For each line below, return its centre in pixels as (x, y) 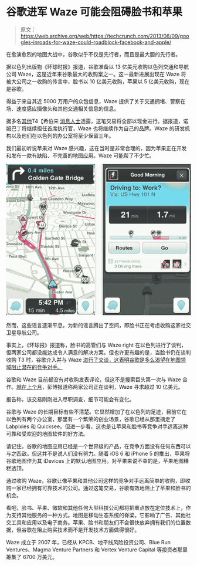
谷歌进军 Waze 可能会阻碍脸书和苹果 (94, 12)
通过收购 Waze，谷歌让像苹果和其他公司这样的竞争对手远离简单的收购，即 (96, 481)
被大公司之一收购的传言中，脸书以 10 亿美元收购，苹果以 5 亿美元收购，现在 (98, 81)
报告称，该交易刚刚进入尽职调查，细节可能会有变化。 (70, 399)
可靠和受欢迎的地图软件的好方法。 (47, 434)
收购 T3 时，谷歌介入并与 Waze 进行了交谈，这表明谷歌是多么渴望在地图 (94, 360)
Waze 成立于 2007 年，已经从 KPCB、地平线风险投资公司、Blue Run (89, 543)
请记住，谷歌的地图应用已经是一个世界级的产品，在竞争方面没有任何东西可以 (98, 446)
